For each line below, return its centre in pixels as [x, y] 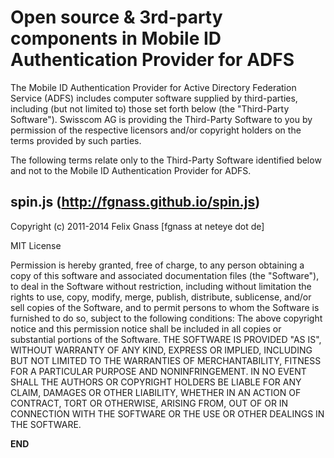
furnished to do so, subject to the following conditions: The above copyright [166, 318]
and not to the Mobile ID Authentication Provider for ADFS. [131, 170]
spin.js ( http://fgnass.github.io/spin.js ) [135, 202]
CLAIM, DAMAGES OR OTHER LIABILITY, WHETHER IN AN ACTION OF [156, 392]
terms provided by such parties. [76, 140]
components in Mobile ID [116, 38]
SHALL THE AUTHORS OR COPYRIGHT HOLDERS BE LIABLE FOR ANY [156, 382]
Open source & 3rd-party [116, 17]
